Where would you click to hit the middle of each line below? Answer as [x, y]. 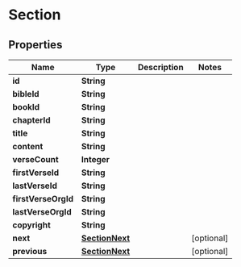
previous [30, 251]
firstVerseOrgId [43, 199]
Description [160, 67]
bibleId [26, 94]
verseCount [35, 159]
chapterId [31, 120]
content [28, 146]
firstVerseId [36, 173]
